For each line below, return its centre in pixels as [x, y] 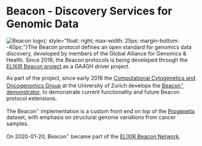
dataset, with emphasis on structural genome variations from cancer [91, 117]
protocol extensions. [32, 98]
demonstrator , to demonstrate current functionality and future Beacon [93, 92]
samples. [17, 124]
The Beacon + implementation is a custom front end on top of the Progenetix [100, 110]
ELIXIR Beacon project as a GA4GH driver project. [68, 66]
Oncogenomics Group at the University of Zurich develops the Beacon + [95, 84]
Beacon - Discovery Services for [89, 11]
